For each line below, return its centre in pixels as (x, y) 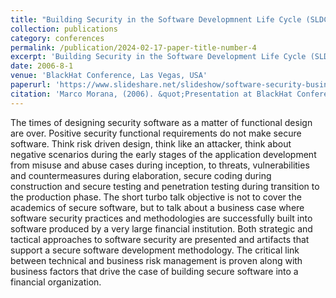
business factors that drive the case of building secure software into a (154, 271)
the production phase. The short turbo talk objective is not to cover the (156, 197)
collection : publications (64, 29)
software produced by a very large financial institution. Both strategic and (161, 228)
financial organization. (56, 282)
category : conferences (57, 38)
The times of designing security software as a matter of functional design (161, 122)
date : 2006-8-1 (42, 66)
